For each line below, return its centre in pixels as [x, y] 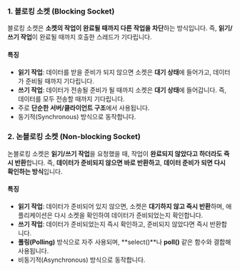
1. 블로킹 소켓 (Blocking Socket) [61, 11]
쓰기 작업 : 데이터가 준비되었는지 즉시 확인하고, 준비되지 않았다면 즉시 [113, 224]
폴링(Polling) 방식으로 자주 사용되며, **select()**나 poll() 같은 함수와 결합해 [124, 242]
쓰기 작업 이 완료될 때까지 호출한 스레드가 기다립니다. [80, 37]
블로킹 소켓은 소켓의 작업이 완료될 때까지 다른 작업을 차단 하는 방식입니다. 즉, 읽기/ [120, 28]
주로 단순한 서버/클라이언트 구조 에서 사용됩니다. [84, 108]
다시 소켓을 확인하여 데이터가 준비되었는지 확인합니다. [129, 215]
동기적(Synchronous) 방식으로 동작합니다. [77, 116]
